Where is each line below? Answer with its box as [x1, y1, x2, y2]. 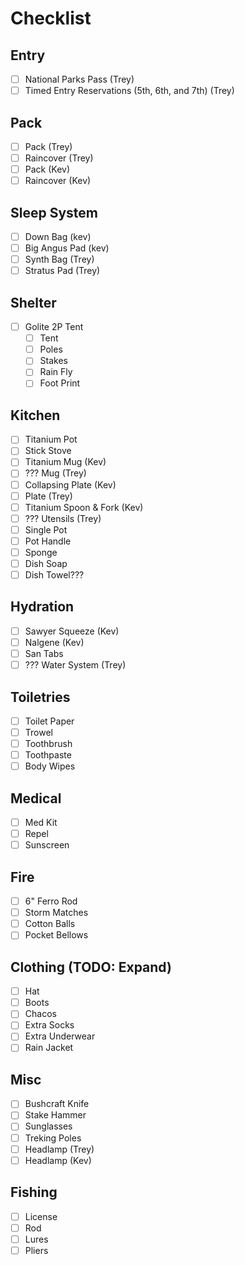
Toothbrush [24, 738, 73, 750]
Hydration [10, 598, 75, 616]
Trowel [24, 727, 53, 738]
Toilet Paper [24, 715, 75, 727]
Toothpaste [24, 749, 72, 761]
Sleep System [10, 204, 98, 221]
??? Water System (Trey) [24, 659, 127, 671]
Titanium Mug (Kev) [24, 456, 107, 468]
